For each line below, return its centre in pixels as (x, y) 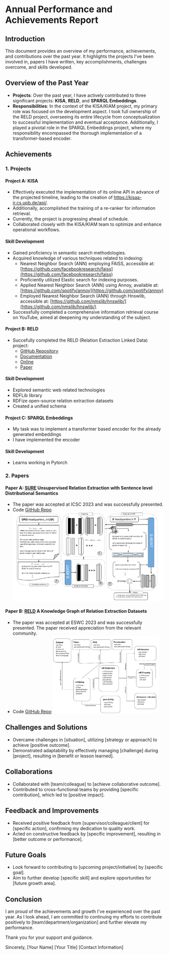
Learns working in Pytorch (40, 463)
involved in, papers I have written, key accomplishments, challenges (76, 62)
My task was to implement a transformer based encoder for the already (87, 429)
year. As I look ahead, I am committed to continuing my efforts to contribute (84, 917)
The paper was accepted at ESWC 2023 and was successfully (77, 622)
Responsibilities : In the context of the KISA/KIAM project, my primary (85, 106)
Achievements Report (52, 20)
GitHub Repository (39, 351)
